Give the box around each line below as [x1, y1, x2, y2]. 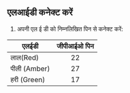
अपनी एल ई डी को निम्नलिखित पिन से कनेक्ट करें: [16, 24, 124, 33]
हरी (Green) [10, 75, 46, 84]
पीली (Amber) [10, 64, 50, 73]
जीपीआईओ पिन [56, 41, 94, 51]
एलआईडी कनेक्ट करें [7, 7, 73, 18]
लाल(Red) [10, 52, 39, 62]
